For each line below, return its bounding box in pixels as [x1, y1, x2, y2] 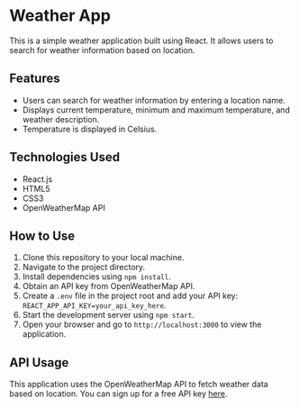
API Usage [9, 355, 69, 370]
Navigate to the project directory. [22, 262, 146, 273]
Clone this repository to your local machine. [22, 252, 185, 263]
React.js [22, 173, 53, 185]
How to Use [9, 228, 76, 243]
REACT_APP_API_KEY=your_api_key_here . [22, 300, 167, 311]
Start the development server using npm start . [22, 310, 195, 321]
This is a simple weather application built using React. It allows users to [9, 35, 274, 46]
